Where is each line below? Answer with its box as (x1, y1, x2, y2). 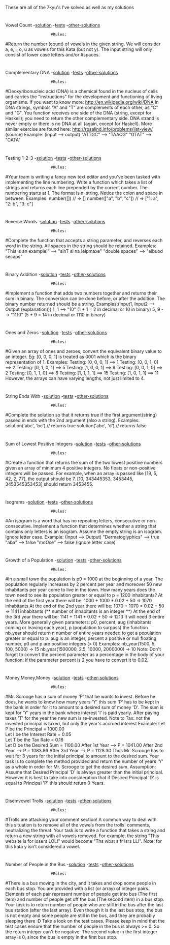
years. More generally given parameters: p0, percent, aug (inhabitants (5, 619, 152, 625)
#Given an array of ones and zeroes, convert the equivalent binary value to (5, 348, 162, 355)
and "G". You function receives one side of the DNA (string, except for (5, 110, 152, 116)
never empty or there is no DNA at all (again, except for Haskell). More (5, 121, 152, 127)
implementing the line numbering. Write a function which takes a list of (5, 179, 153, 185)
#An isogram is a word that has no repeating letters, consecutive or (5, 517, 146, 523)
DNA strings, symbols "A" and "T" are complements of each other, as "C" (5, 104, 158, 111)
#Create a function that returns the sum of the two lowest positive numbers (5, 459, 163, 465)
